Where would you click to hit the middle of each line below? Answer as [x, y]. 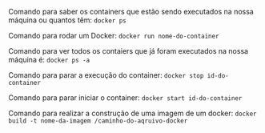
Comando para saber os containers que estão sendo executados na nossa [131, 12]
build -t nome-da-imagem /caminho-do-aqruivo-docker [98, 121]
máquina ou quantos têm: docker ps [67, 20]
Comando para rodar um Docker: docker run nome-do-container [114, 36]
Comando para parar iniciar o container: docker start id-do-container [125, 98]
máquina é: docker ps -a [49, 60]
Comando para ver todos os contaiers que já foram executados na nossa [128, 51]
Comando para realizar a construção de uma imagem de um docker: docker [132, 113]
